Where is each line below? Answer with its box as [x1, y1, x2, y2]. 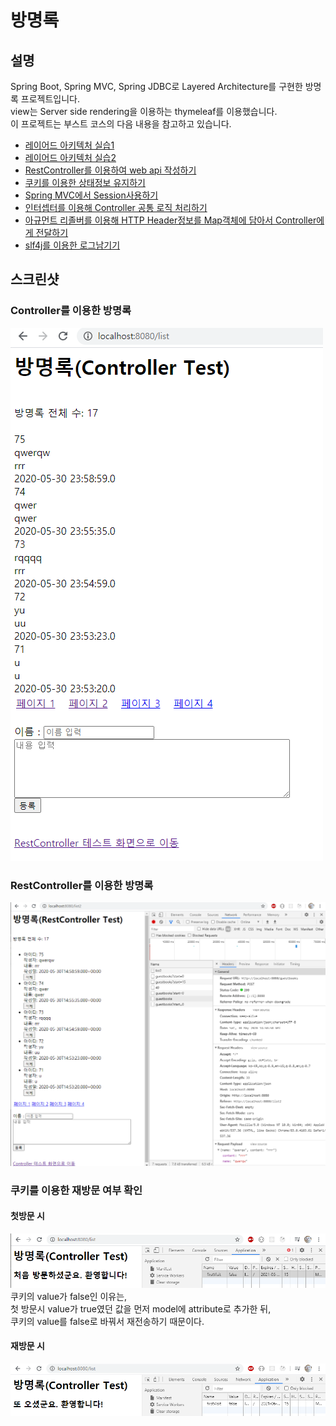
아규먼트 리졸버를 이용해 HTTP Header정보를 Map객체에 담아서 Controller [24, 214, 317, 226]
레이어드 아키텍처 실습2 [24, 152, 117, 163]
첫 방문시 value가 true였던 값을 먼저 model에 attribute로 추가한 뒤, [10, 1302, 272, 1315]
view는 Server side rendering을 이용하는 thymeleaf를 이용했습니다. [10, 106, 278, 117]
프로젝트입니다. [20, 93, 81, 105]
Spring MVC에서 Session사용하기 [24, 189, 159, 201]
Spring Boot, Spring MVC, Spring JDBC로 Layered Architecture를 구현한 [10, 81, 303, 92]
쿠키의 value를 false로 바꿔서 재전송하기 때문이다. [10, 1315, 205, 1327]
